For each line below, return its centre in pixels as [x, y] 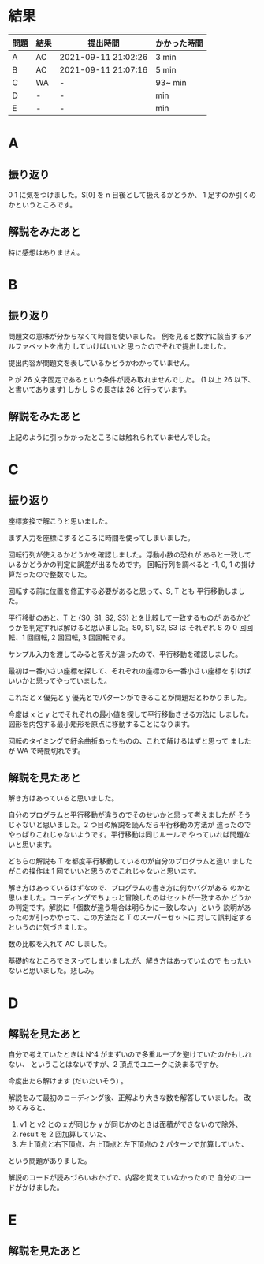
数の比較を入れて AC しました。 [60, 944]
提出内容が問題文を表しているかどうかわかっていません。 [101, 363]
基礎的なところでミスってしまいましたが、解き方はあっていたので [115, 961]
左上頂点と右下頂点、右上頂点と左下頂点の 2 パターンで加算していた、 [134, 1144]
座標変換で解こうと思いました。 [60, 520]
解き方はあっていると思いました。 [63, 798]
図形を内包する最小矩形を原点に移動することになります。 [101, 724]
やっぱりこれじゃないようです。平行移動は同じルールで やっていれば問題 [126, 835]
